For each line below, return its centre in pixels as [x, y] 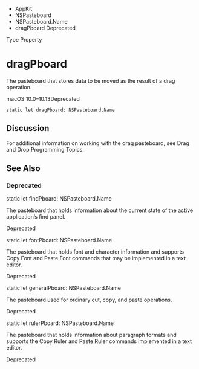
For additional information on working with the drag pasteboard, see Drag [98, 143]
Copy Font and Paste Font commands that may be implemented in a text [96, 258]
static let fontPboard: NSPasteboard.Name [59, 240]
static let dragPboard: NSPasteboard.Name [60, 110]
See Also [23, 168]
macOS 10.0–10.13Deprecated [43, 98]
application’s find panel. [36, 217]
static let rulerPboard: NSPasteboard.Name [60, 323]
